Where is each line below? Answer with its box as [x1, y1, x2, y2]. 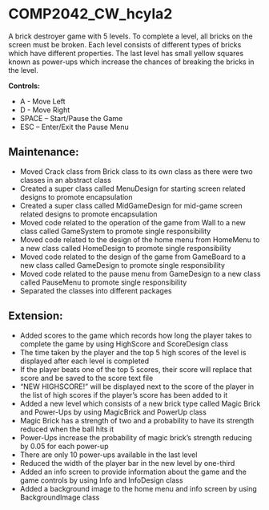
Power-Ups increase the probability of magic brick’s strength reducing [19, 432, 252, 442]
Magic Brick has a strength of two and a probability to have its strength [19, 415, 255, 425]
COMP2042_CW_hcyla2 [8, 5, 173, 23]
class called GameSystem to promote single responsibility [19, 226, 211, 236]
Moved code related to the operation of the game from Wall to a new [19, 217, 247, 227]
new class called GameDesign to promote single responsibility [19, 260, 226, 269]
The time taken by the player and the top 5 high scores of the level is [19, 347, 247, 357]
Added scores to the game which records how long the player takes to [19, 330, 252, 340]
